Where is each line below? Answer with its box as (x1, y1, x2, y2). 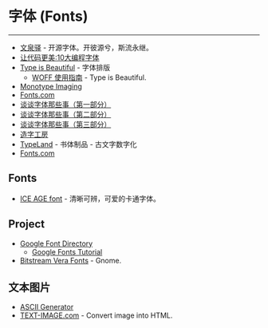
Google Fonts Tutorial (31, 247, 103, 256)
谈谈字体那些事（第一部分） (19, 99, 112, 109)
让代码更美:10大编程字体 (19, 53, 100, 62)
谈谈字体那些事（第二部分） (19, 109, 112, 119)
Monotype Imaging (19, 81, 82, 91)
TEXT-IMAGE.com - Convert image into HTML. (19, 310, 173, 320)
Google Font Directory (19, 239, 93, 248)
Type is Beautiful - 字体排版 (19, 62, 110, 72)
